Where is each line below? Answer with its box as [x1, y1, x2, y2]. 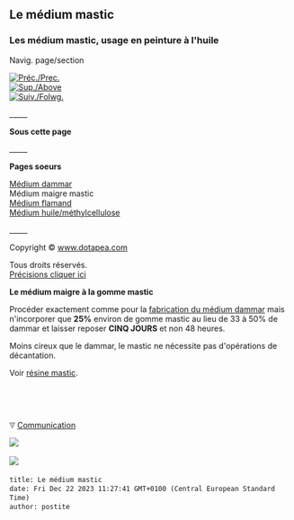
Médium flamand [9, 197, 72, 208]
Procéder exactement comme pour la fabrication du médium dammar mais [9, 303, 285, 314]
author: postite [9, 502, 70, 511]
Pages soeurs [9, 161, 62, 172]
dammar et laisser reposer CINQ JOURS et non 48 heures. [9, 323, 226, 334]
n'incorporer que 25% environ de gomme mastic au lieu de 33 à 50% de [9, 313, 279, 324]
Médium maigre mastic [9, 188, 94, 199]
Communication [16, 419, 76, 430]
